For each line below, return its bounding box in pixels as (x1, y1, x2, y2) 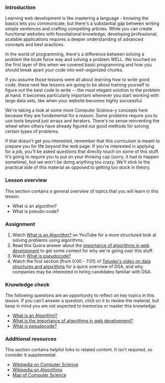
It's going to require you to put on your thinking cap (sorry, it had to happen (5, 154, 160, 160)
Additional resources (5, 335, 57, 342)
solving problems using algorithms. (12, 237, 84, 243)
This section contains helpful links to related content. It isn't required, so (5, 347, 153, 353)
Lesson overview (5, 177, 47, 184)
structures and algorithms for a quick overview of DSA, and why (12, 263, 144, 269)
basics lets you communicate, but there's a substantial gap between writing (5, 20, 160, 26)
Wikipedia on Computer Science (12, 362, 78, 368)
